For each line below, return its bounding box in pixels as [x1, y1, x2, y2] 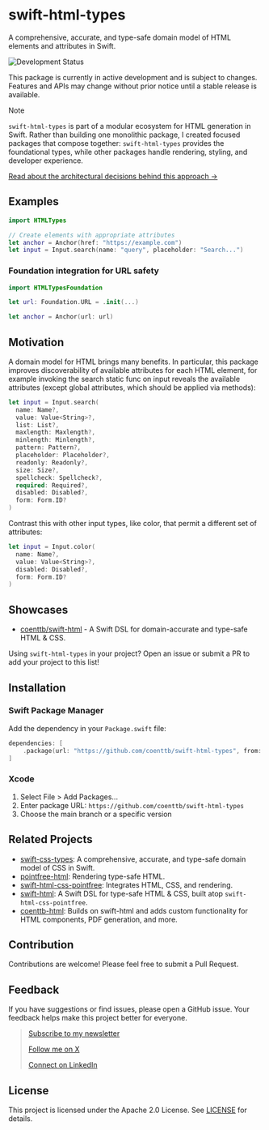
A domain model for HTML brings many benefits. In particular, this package [8, 357, 258, 366]
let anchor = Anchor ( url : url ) [8, 313, 114, 321]
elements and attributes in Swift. [8, 41, 116, 50]
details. [8, 1114, 33, 1124]
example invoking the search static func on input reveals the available [8, 374, 241, 383]
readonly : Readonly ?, [15, 458, 89, 467]
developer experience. [8, 156, 83, 165]
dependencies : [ [8, 739, 63, 747]
